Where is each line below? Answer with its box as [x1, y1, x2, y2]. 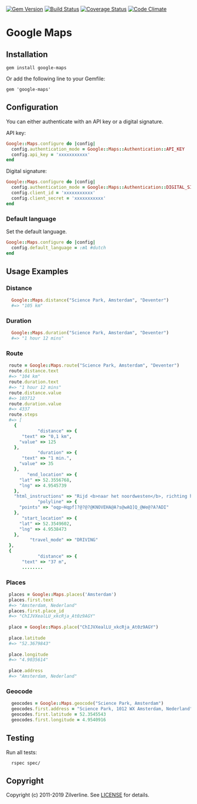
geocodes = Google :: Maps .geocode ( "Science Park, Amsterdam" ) [11, 701, 164, 707]
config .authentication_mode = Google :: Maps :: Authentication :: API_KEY [11, 146, 185, 152]
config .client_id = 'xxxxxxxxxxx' [11, 190, 96, 196]
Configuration [6, 103, 59, 113]
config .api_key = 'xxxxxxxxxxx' [11, 151, 91, 158]
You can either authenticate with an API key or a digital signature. [6, 118, 164, 125]
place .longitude [8, 652, 49, 657]
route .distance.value [8, 390, 62, 396]
